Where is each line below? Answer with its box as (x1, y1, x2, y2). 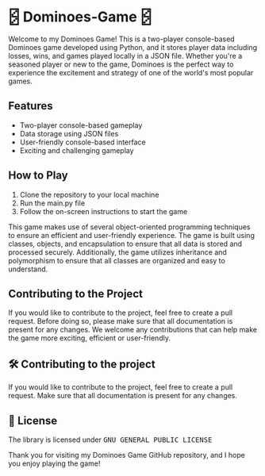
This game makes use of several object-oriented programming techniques (8, 222, 251, 232)
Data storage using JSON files (19, 129, 119, 138)
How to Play (8, 169, 69, 182)
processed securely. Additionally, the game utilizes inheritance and (8, 247, 228, 257)
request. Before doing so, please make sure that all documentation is (8, 317, 233, 326)
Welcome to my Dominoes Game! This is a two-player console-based (8, 34, 236, 44)
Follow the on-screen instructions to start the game (19, 206, 188, 216)
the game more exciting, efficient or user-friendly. (8, 333, 171, 343)
